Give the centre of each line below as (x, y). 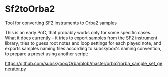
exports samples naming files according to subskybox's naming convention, (83, 48)
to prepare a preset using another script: (47, 54)
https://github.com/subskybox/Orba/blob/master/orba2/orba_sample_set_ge (84, 63)
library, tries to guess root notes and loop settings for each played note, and (83, 43)
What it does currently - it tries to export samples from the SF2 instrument (81, 38)
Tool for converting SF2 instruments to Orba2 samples (61, 23)
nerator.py (16, 69)
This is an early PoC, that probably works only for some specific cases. (78, 32)
